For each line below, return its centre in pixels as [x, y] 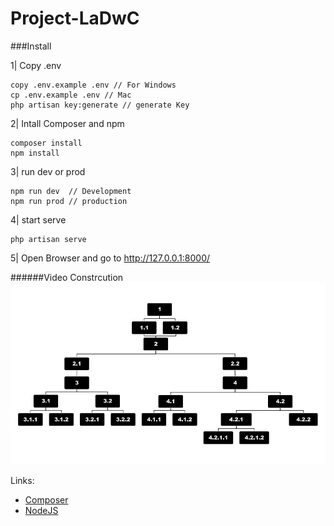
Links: [22, 481]
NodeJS [41, 511]
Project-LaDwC [75, 18]
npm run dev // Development [71, 191]
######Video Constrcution [67, 277]
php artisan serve [48, 239]
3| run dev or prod [48, 171]
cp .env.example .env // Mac [71, 95]
